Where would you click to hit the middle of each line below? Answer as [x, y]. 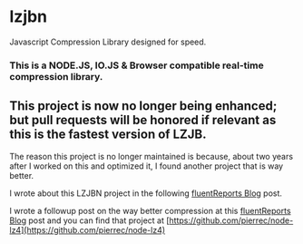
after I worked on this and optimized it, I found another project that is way [147, 166]
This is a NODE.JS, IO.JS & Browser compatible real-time [137, 65]
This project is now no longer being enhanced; [143, 106]
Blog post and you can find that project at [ [89, 220]
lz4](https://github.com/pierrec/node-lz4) [88, 229]
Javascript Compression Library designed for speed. [108, 42]
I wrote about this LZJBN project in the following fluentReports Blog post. [146, 193]
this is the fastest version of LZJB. [108, 135]
